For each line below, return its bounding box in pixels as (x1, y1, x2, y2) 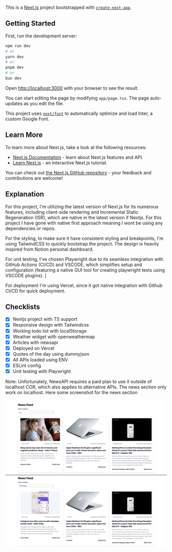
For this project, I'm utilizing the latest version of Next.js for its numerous (5, 203, 159, 210)
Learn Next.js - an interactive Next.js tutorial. (12, 159, 107, 166)
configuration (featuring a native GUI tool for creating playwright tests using (5, 267, 165, 273)
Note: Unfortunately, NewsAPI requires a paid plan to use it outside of (5, 379, 152, 384)
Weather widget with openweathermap (12, 333, 95, 340)
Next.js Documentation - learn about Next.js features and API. (12, 154, 143, 160)
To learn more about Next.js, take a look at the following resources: (5, 144, 147, 150)
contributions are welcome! (5, 175, 63, 181)
